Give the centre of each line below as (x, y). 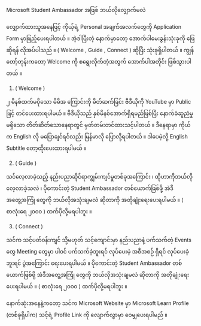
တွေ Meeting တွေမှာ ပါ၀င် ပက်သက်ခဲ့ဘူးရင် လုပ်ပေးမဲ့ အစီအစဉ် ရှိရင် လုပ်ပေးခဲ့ (98, 251)
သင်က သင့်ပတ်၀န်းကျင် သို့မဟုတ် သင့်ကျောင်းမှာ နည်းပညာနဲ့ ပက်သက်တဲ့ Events (99, 240)
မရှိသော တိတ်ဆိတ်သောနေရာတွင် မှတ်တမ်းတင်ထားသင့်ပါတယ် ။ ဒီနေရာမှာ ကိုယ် (98, 125)
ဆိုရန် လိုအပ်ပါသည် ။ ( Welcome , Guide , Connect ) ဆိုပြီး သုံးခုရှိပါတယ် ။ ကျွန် (100, 50)
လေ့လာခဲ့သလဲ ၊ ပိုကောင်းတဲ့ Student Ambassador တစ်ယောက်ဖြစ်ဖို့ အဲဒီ (90, 188)
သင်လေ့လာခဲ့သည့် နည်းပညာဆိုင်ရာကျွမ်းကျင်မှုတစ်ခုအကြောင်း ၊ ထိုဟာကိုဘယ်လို (100, 176)
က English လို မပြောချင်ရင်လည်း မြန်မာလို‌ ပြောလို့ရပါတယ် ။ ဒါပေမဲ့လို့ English (97, 136)
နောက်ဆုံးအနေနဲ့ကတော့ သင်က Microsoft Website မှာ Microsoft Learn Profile (98, 303)
